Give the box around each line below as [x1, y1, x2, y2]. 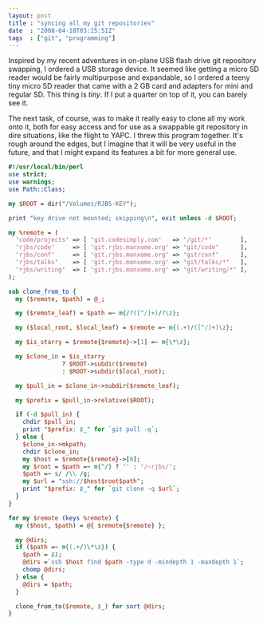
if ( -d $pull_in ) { [15, 410, 80, 419]
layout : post [8, 11, 52, 20]
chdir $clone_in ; [22, 448, 80, 456]
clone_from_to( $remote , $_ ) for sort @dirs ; [15, 602, 166, 611]
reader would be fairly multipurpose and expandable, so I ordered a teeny [8, 73, 250, 82]
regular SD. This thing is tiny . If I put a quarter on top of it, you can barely [8, 89, 248, 100]
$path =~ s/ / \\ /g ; [22, 470, 91, 478]
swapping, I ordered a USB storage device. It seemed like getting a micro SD [8, 65, 260, 74]
